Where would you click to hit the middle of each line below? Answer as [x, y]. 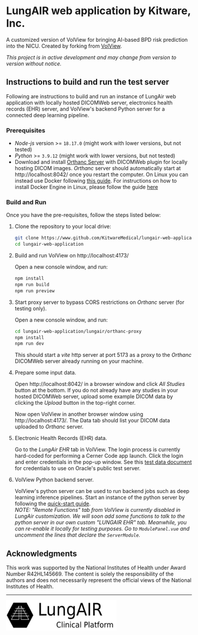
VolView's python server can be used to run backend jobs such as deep [102, 491]
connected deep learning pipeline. [48, 115]
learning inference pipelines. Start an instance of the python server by [100, 497]
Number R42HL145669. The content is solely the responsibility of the [90, 574]
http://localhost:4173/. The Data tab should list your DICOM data [92, 421]
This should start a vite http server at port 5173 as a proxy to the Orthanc [103, 355]
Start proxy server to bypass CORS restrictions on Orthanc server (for [99, 302]
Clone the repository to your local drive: [63, 226]
